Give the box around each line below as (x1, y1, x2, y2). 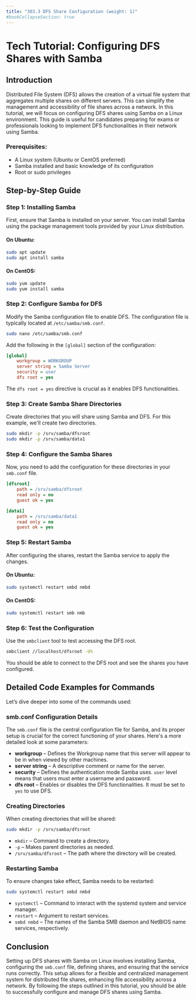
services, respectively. (14, 925, 69, 932)
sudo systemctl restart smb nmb (6, 610, 85, 616)
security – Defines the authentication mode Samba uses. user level (14, 769, 177, 776)
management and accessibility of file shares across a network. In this (6, 103, 174, 110)
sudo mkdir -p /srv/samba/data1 (6, 436, 85, 442)
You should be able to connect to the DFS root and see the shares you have (6, 659, 189, 666)
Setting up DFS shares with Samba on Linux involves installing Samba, (6, 958, 176, 965)
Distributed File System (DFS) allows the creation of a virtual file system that (6, 90, 191, 97)
